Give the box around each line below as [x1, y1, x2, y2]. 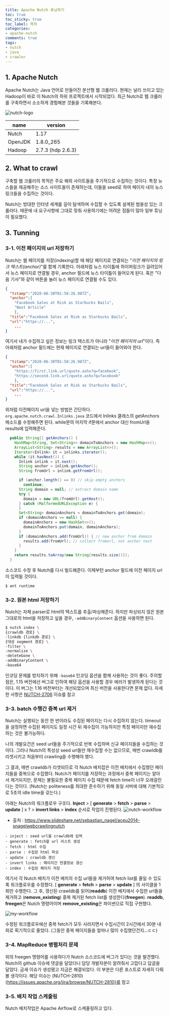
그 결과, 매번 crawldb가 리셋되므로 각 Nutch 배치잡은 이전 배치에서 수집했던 [5, 764, 154, 770]
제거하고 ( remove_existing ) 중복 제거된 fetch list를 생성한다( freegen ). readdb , [5, 894, 164, 900]
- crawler [5, 54, 26, 60]
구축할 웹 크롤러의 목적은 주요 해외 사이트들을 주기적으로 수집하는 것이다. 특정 [5, 178, 157, 184]
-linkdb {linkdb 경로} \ [5, 634, 55, 639]
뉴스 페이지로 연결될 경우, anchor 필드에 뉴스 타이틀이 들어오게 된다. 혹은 [10, 270, 154, 276]
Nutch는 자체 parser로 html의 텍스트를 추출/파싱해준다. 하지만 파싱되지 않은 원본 [5, 609, 164, 615]
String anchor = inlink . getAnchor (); [18, 464, 98, 469]
